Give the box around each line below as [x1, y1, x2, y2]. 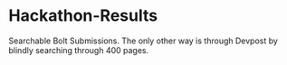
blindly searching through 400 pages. [8, 44, 149, 55]
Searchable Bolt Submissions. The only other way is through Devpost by [8, 35, 278, 46]
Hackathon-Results [8, 5, 158, 26]
